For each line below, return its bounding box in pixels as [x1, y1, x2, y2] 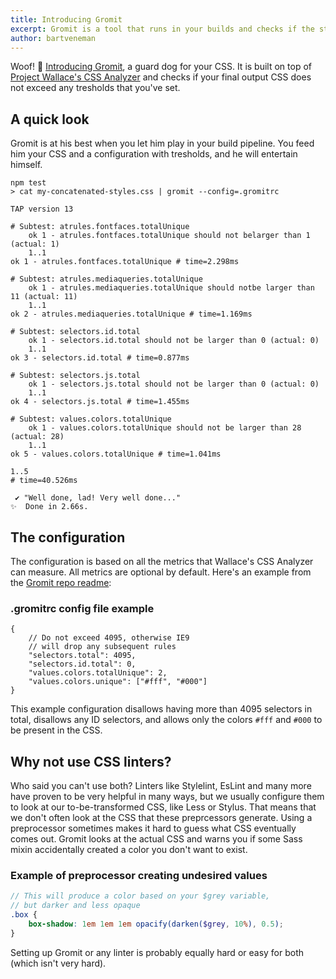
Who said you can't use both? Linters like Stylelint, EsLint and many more [10, 780, 312, 792]
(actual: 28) [10, 432, 65, 442]
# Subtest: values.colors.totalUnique [10, 414, 172, 425]
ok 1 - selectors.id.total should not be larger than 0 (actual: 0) [28, 336, 320, 346]
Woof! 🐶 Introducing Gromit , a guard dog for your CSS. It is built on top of [10, 61, 312, 73]
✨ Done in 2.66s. [10, 502, 89, 512]
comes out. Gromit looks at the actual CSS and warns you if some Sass [10, 833, 303, 845]
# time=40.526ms [10, 476, 78, 486]
